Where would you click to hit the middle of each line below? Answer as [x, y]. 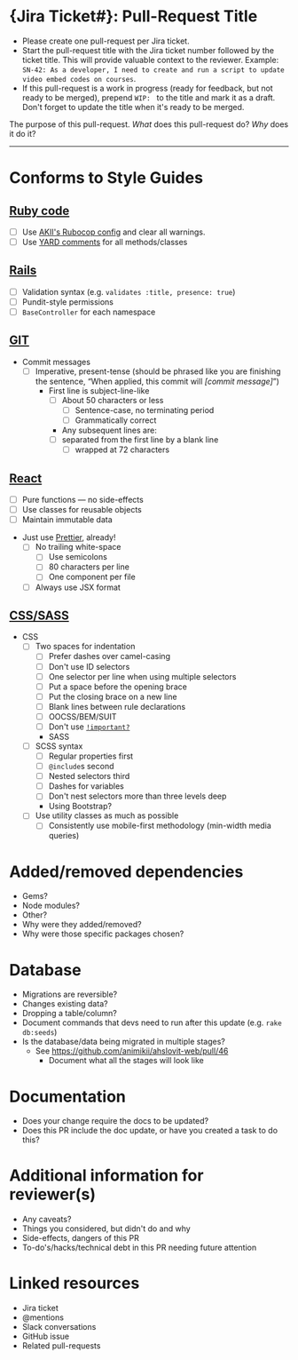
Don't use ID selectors [89, 666]
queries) [64, 836]
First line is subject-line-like [99, 390]
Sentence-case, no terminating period [145, 410]
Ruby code [39, 211]
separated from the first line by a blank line [140, 440]
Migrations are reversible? [70, 994]
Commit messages [56, 362]
